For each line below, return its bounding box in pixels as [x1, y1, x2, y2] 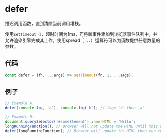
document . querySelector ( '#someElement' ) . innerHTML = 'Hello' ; [5, 119, 136, 124]
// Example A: [5, 101, 35, 106]
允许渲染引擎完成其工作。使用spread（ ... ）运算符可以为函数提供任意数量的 [5, 37, 161, 43]
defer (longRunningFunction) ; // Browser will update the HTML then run [5, 128, 156, 133]
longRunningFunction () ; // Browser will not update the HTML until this [5, 124, 158, 129]
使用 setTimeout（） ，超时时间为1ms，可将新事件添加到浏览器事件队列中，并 [5, 31, 158, 37]
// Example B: [5, 115, 35, 120]
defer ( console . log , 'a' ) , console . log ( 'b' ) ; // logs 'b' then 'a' [5, 105, 145, 111]
